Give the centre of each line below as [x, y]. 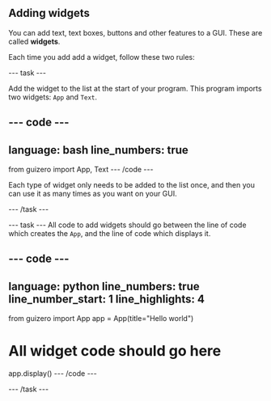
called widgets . [34, 41]
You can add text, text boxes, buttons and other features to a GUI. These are [135, 32]
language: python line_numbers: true [104, 286]
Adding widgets [49, 13]
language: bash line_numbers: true [98, 150]
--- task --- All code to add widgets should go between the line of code [127, 225]
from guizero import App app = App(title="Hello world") [101, 319]
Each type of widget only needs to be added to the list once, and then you [131, 185]
